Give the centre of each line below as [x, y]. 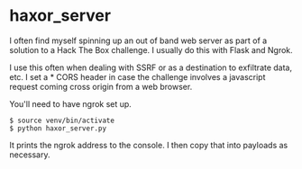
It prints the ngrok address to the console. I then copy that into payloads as [149, 145]
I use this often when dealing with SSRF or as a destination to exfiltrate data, [151, 67]
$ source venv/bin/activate [62, 120]
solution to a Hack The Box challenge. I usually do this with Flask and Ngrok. [151, 49]
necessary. [30, 155]
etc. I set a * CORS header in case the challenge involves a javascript [137, 76]
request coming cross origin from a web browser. [101, 86]
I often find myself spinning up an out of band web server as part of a [138, 40]
